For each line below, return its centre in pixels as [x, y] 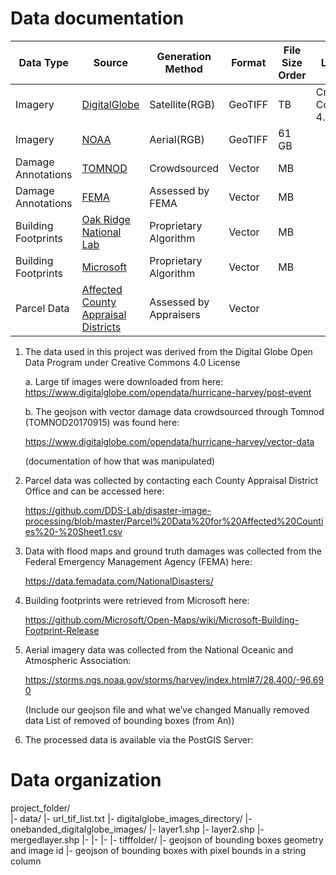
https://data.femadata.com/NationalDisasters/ [119, 581]
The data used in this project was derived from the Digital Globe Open [168, 351]
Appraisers [175, 314]
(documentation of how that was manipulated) [120, 461]
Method [183, 69]
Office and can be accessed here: [94, 491]
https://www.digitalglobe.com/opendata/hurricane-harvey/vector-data [169, 441]
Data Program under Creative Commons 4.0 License [132, 362]
